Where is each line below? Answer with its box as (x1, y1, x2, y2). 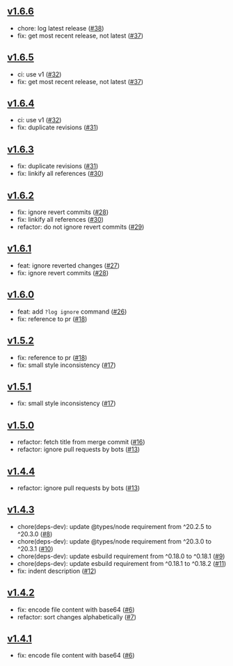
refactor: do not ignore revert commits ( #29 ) (17, 222, 145, 232)
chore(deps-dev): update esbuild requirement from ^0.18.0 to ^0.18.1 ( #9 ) (17, 552, 225, 560)
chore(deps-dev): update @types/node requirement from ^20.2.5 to (17, 522, 212, 530)
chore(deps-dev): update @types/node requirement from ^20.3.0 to (17, 537, 212, 545)
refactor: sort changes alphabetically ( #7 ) (17, 612, 137, 621)
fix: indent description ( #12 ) (17, 567, 97, 575)
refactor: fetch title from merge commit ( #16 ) (17, 438, 145, 446)
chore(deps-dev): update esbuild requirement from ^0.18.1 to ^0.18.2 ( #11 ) (17, 559, 227, 567)
